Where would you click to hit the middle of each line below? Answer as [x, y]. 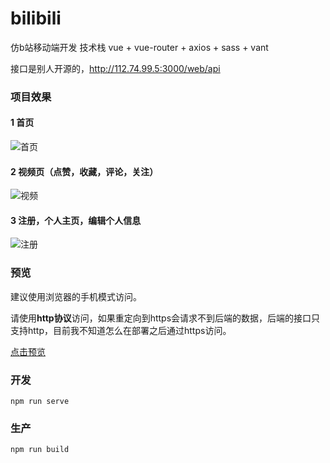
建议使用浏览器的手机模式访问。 [76, 296]
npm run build [40, 450]
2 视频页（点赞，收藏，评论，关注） [84, 171]
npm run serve [40, 402]
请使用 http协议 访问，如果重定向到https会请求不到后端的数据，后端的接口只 [165, 318]
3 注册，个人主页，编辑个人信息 [76, 220]
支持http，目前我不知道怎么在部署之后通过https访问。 [121, 330]
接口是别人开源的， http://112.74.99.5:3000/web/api [115, 68]
